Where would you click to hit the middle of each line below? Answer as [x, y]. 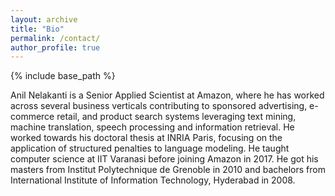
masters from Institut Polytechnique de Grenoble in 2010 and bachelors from [168, 170]
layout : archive [44, 19]
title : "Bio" [37, 29]
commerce [32, 117]
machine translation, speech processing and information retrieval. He [152, 127]
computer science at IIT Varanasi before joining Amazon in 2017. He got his [164, 159]
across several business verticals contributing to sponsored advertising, [159, 106]
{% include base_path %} [63, 76]
